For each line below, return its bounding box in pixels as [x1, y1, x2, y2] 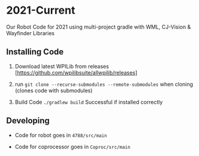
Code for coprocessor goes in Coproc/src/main [14, 143, 130, 150]
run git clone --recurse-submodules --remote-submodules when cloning [14, 80, 193, 88]
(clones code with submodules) [14, 87, 93, 94]
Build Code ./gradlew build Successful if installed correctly [14, 98, 163, 105]
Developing [6, 116, 50, 126]
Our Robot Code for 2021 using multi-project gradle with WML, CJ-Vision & [6, 23, 191, 30]
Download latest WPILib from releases [14, 63, 109, 70]
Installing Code [6, 47, 64, 57]
